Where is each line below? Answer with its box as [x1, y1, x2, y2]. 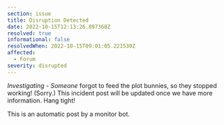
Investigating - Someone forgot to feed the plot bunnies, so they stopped [7, 81, 218, 89]
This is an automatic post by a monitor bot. [7, 110, 130, 118]
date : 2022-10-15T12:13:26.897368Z [7, 23, 111, 30]
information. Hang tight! [7, 96, 75, 105]
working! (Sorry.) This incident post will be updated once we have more [7, 89, 213, 97]
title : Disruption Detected [7, 17, 89, 24]
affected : [7, 50, 36, 57]
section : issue [7, 10, 52, 17]
